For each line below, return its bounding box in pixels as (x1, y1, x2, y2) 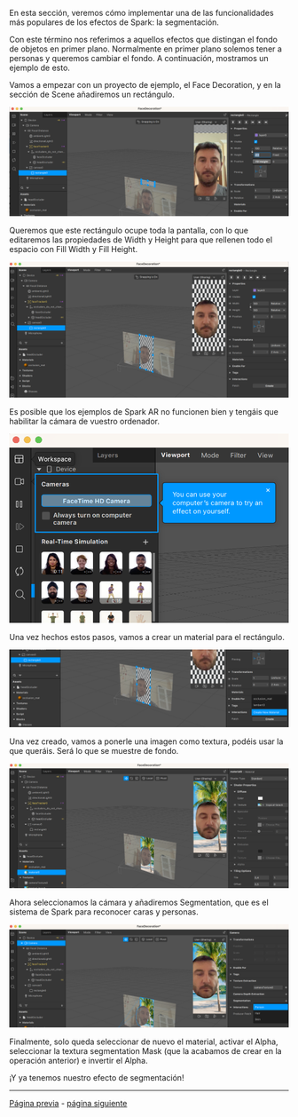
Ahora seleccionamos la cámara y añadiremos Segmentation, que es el (9, 897, 269, 908)
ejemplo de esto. (9, 62, 71, 73)
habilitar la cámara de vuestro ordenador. (9, 416, 160, 426)
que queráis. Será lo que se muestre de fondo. (9, 746, 179, 757)
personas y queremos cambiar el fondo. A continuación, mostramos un (9, 53, 269, 63)
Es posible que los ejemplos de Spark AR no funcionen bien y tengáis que (9, 406, 279, 416)
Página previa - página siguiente (9, 1098, 128, 1109)
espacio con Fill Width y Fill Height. (9, 243, 138, 254)
